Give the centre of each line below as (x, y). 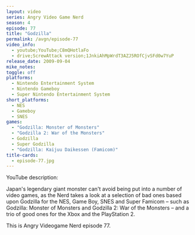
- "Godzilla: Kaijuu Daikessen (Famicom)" (65, 150)
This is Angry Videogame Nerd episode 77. (59, 226)
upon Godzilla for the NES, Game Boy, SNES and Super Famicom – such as (97, 202)
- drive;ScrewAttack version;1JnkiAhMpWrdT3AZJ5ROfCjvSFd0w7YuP (93, 56)
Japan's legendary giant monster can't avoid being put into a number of (94, 189)
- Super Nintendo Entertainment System (61, 94)
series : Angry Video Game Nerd (45, 17)
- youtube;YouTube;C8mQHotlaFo (50, 50)
